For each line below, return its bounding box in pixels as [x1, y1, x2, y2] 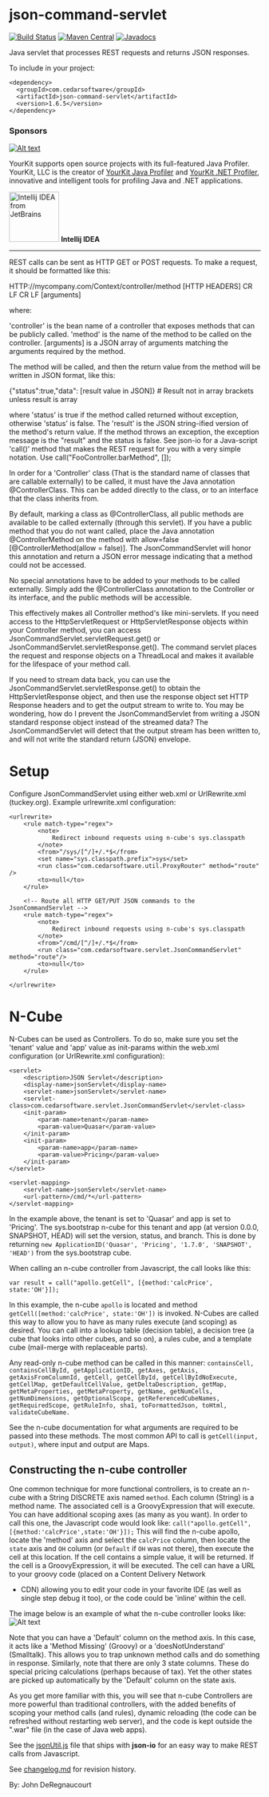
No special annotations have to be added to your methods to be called [9, 576, 240, 585]
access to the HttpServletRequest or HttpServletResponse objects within [9, 617, 248, 626]
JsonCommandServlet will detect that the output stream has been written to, [9, 726, 261, 736]
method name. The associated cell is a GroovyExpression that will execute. [9, 1501, 255, 1510]
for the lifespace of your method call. [9, 659, 131, 669]
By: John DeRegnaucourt [9, 1779, 92, 1789]
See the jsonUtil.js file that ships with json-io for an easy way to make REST [9, 1740, 259, 1750]
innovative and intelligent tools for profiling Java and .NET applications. [9, 176, 243, 186]
